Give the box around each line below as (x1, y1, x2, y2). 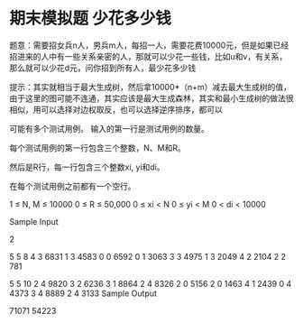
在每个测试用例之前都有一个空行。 (9, 180, 136, 191)
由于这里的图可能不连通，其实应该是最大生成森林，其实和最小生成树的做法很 (9, 92, 294, 104)
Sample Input (9, 216, 59, 226)
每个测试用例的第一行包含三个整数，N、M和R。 (9, 142, 187, 153)
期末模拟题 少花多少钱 (9, 8, 171, 29)
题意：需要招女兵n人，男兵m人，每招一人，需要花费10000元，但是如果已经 (9, 40, 289, 51)
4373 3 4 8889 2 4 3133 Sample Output (9, 288, 158, 299)
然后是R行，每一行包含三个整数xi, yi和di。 (9, 161, 165, 172)
